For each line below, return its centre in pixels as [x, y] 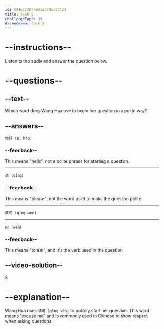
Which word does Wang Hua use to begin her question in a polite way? [76, 111]
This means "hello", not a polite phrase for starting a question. [67, 161]
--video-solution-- [34, 266]
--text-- [17, 99]
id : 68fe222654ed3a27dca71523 [36, 10]
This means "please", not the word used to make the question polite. [74, 198]
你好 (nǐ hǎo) [19, 138]
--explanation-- [38, 297]
